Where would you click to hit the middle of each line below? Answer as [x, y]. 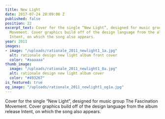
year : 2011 [16, 42]
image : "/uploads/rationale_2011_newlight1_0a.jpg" [64, 69]
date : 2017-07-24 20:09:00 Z [35, 14]
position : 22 [18, 23]
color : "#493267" [27, 78]
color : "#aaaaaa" [27, 60]
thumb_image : [18, 64]
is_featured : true [24, 82]
